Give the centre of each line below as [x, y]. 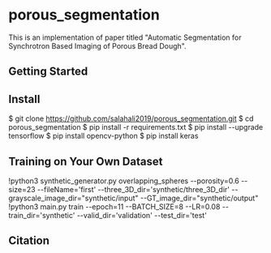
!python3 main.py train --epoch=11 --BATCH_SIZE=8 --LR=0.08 [114, 206]
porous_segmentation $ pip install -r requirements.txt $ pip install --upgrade [136, 127]
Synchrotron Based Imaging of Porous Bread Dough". [97, 45]
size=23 [22, 189]
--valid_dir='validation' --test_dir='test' [142, 215]
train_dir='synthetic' [42, 215]
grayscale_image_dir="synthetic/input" [74, 198]
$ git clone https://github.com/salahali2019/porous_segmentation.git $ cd [131, 118]
